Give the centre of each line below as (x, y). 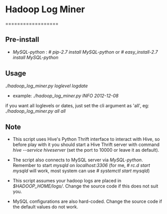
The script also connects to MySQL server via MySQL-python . (78, 160)
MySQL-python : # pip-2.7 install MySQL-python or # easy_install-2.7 (85, 52)
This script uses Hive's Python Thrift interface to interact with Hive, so (86, 139)
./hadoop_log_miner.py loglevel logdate (47, 86)
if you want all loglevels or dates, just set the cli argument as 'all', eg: (77, 105)
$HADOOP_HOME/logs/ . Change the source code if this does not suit (86, 186)
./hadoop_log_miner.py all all (36, 111)
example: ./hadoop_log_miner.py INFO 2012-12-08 (65, 96)
